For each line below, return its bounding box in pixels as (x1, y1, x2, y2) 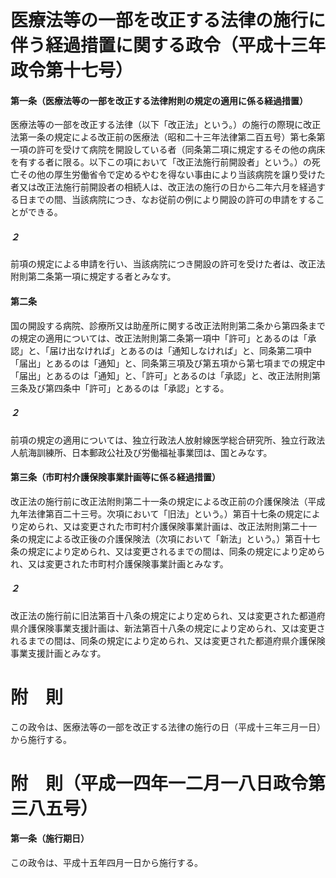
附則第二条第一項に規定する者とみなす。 (10, 271, 177, 283)
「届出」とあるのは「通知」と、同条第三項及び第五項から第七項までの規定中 (10, 357, 326, 369)
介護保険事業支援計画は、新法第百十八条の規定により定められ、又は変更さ (18, 622, 326, 634)
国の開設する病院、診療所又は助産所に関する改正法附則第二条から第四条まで (10, 319, 326, 331)
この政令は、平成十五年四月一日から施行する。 (10, 857, 203, 869)
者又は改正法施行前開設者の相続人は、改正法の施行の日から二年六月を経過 (10, 181, 317, 193)
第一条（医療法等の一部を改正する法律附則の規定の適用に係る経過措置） (10, 94, 308, 106)
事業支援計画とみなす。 (10, 647, 107, 659)
